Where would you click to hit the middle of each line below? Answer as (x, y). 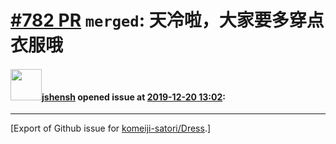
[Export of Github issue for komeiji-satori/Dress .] (111, 128)
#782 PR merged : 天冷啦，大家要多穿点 (167, 20)
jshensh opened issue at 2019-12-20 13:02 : (133, 97)
